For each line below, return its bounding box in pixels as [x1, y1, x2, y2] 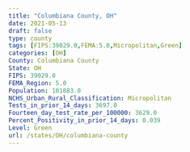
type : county [8, 34, 53, 43]
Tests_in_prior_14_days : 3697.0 [8, 101, 117, 109]
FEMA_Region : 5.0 [8, 79, 67, 87]
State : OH [8, 64, 42, 72]
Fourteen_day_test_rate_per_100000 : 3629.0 [8, 109, 158, 117]
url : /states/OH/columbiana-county [8, 131, 129, 139]
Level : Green [8, 124, 53, 132]
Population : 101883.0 [8, 86, 82, 95]
